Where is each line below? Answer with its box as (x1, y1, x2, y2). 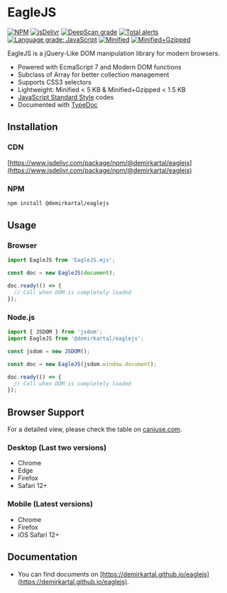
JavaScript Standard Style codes (17, 93, 114, 101)
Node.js (7, 312, 35, 322)
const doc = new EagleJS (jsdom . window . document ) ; (7, 360, 157, 367)
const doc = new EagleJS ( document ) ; (7, 270, 116, 277)
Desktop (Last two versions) (7, 443, 107, 453)
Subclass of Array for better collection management (17, 70, 170, 79)
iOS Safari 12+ (17, 530, 60, 539)
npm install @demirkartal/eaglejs (7, 199, 110, 206)
